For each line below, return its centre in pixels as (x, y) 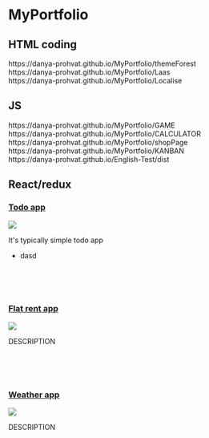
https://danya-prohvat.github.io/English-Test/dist (89, 159)
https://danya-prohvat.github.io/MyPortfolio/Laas (89, 72)
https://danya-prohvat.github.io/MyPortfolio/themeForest (102, 63)
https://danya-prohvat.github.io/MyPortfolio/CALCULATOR (105, 133)
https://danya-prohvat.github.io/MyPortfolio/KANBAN (96, 151)
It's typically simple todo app (56, 240)
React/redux (40, 185)
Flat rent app (33, 309)
